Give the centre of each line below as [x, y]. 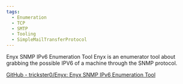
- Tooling [24, 34]
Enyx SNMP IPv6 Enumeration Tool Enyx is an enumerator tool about [91, 57]
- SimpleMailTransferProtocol [49, 40]
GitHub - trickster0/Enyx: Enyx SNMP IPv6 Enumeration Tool [81, 75]
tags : [13, 12]
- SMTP [20, 28]
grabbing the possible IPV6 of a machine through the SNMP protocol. [92, 63]
